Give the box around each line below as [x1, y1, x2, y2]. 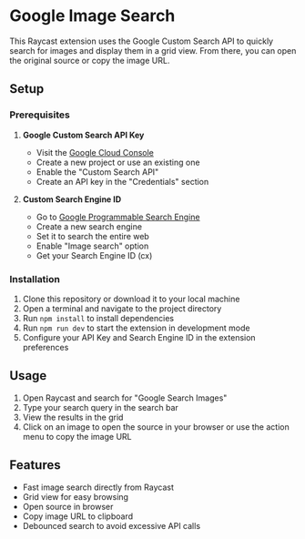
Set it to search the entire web [36, 230, 150, 241]
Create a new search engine [36, 220, 143, 232]
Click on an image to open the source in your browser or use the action [22, 421, 290, 432]
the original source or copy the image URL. [9, 55, 170, 66]
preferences [22, 341, 69, 352]
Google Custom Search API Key [22, 129, 145, 140]
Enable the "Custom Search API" [36, 166, 159, 178]
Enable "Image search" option [36, 240, 149, 251]
